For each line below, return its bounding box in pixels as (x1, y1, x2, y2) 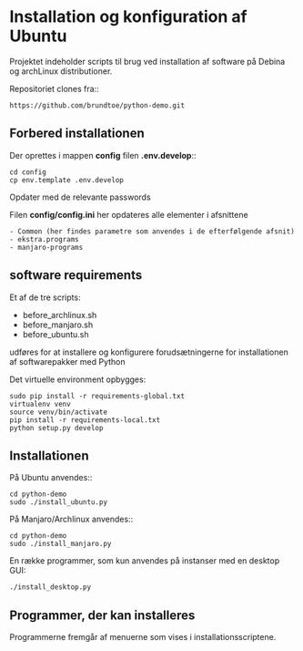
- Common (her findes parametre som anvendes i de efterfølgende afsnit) (9, 226, 296, 236)
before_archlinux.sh (22, 309, 97, 320)
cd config (9, 167, 47, 177)
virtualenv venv (9, 399, 71, 408)
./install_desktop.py (9, 583, 92, 592)
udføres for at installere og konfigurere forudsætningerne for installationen (9, 346, 288, 357)
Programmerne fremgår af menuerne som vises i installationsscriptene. (9, 632, 277, 643)
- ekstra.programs (9, 234, 79, 243)
